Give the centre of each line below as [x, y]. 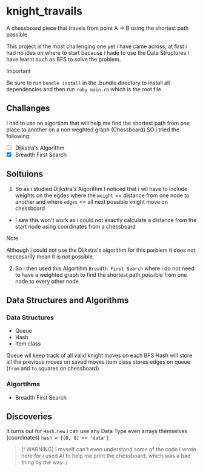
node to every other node [47, 281]
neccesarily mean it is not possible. [50, 256]
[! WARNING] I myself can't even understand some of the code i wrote [109, 449]
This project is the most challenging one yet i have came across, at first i [97, 46]
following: [18, 136]
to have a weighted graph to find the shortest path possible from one [101, 274]
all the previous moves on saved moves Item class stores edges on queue [98, 362]
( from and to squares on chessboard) [53, 369]
